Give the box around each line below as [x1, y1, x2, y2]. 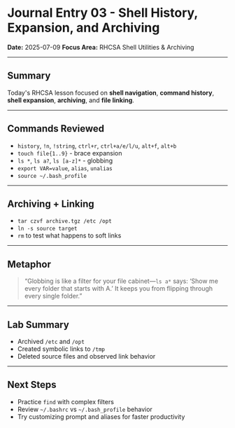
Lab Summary [7, 319, 70, 331]
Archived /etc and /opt [17, 338, 85, 345]
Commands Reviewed [7, 123, 105, 134]
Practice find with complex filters [17, 397, 114, 406]
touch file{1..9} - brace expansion [17, 149, 122, 157]
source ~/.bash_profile [17, 172, 87, 179]
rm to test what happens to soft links [17, 231, 122, 240]
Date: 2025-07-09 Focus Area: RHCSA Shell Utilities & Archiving [7, 43, 194, 51]
